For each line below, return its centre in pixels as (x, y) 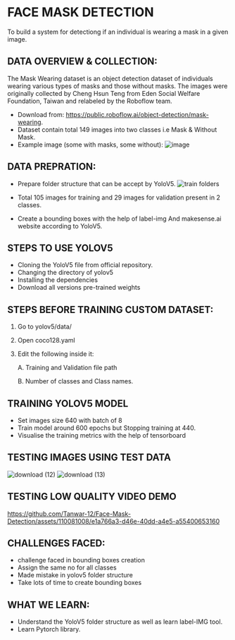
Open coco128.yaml (46, 340)
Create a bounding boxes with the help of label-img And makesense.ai (119, 219)
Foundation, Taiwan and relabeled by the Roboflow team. (90, 101)
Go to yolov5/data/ (45, 327)
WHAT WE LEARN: (49, 604)
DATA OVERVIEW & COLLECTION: (83, 62)
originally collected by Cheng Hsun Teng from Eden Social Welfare (104, 93)
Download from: (41, 114)
